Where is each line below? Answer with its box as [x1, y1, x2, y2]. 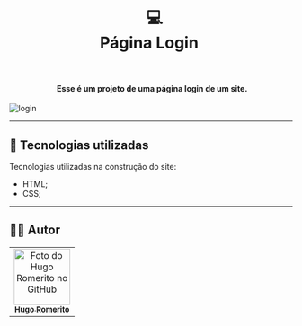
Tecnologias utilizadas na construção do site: [9, 161, 177, 172]
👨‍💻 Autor [9, 223, 61, 238]
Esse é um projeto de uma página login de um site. [57, 83, 248, 93]
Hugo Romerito [14, 304, 70, 314]
